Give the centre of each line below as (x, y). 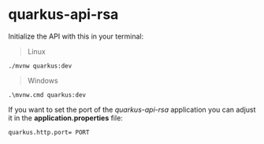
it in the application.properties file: (66, 118)
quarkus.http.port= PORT (49, 132)
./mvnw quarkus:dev (40, 66)
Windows (43, 80)
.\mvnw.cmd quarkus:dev (47, 95)
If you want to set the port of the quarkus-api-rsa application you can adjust (132, 109)
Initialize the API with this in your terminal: (76, 36)
